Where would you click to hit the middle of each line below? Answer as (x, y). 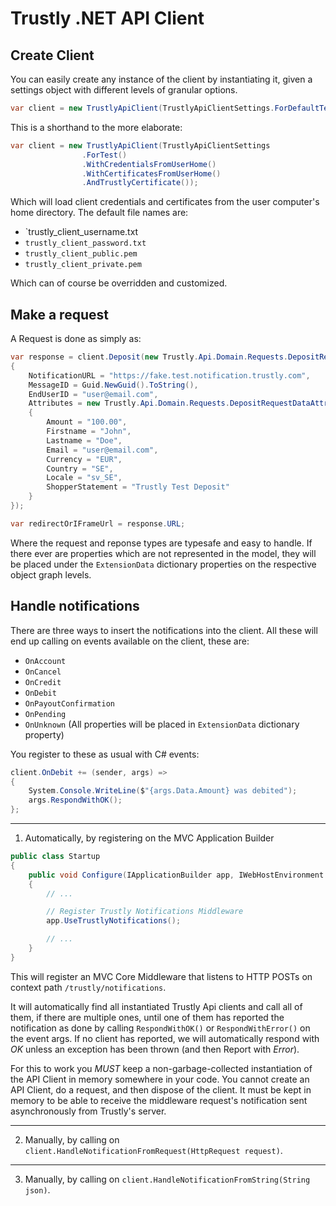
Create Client (52, 55)
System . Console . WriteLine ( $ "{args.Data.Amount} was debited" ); (163, 791)
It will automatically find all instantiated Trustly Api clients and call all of (156, 1006)
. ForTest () (104, 155)
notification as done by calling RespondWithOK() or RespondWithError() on (160, 1028)
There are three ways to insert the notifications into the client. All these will (164, 630)
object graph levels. (51, 574)
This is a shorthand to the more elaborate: (96, 127)
